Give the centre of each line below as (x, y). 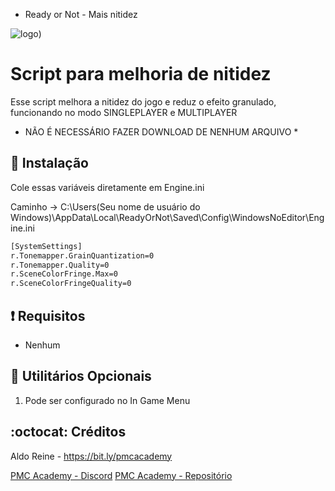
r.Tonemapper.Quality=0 (60, 265)
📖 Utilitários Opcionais (81, 376)
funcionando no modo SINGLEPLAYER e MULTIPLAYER (124, 112)
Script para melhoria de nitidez (141, 74)
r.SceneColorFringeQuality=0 (71, 284)
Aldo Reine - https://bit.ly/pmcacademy (91, 456)
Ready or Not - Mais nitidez (81, 14)
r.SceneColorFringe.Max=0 (64, 274)
